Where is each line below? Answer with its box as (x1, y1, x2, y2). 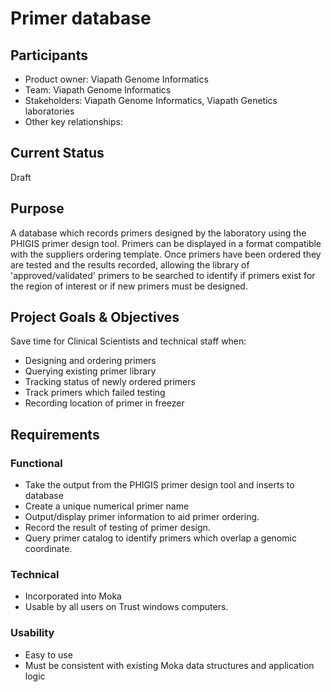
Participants (10, 47, 88, 64)
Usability (10, 626, 55, 640)
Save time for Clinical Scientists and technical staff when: (10, 335, 247, 347)
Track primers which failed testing (24, 387, 166, 399)
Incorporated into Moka (24, 590, 122, 602)
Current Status (10, 145, 105, 162)
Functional (10, 456, 63, 470)
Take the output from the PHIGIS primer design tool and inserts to (24, 479, 295, 491)
